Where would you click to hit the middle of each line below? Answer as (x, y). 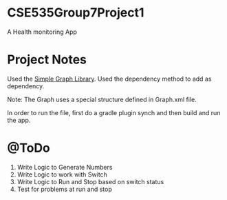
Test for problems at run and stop (64, 189)
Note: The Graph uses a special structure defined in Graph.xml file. (102, 99)
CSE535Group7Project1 (76, 13)
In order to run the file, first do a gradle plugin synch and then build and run (114, 112)
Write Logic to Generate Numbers (65, 167)
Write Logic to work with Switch (62, 174)
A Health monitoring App (42, 32)
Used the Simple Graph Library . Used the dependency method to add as (109, 79)
